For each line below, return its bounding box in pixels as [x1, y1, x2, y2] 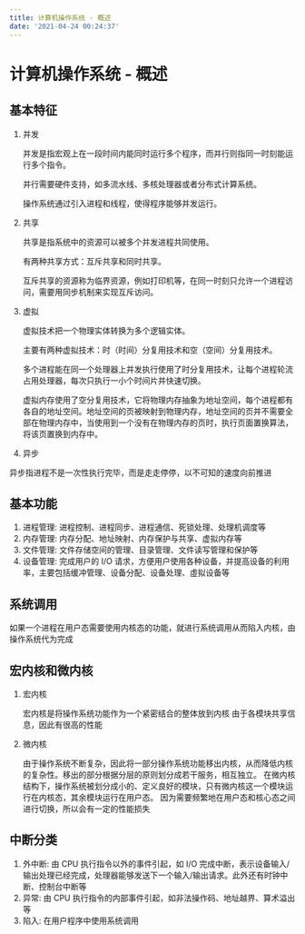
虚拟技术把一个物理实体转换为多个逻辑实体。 [22, 324, 191, 336]
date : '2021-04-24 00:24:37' [9, 22, 120, 31]
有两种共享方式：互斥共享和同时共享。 [22, 255, 166, 266]
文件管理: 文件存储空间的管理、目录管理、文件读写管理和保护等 [22, 544, 259, 555]
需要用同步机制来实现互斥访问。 [38, 286, 159, 297]
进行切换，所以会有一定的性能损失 [22, 803, 151, 814]
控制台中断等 [38, 880, 87, 891]
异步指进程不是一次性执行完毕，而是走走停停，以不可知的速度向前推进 [9, 467, 272, 478]
